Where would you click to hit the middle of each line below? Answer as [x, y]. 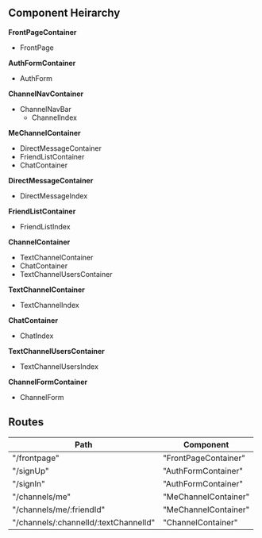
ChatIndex [37, 336]
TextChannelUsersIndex [59, 366]
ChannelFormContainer [48, 382]
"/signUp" [31, 471]
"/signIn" [29, 483]
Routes [26, 423]
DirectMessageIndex [54, 196]
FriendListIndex [45, 226]
